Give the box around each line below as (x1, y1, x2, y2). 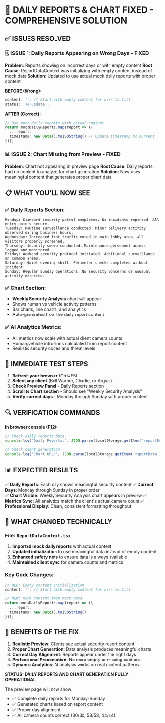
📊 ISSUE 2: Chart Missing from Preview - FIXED (5, 150, 121, 157)
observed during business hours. (5, 230, 74, 235)
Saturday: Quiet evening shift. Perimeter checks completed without (5, 260, 148, 265)
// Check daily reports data (5, 434, 65, 439)
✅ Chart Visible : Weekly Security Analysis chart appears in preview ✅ (5, 492, 147, 498)
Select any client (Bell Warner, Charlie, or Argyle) (12, 378, 112, 384)
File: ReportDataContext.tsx (5, 532, 71, 539)
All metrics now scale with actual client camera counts (12, 335, 123, 341)
